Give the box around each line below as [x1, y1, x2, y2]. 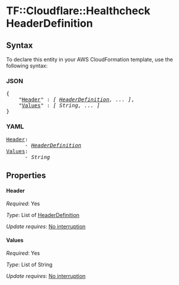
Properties [6, 170, 46, 180]
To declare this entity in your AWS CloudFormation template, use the [6, 56, 173, 63]
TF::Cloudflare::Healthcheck [6, 4, 151, 18]
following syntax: [6, 62, 48, 69]
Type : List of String [6, 261, 53, 268]
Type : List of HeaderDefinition [6, 212, 80, 219]
